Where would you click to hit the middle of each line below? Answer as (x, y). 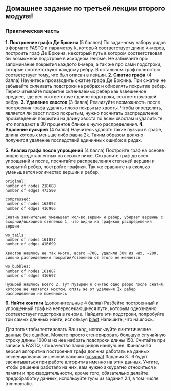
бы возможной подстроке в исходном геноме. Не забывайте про (77, 58)
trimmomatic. (19, 383)
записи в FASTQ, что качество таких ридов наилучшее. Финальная (78, 345)
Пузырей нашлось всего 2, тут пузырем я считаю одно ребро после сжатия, (86, 284)
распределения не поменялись (36, 293)
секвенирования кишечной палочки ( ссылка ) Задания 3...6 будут (77, 356)
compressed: (18, 199)
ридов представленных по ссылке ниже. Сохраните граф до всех (77, 155)
